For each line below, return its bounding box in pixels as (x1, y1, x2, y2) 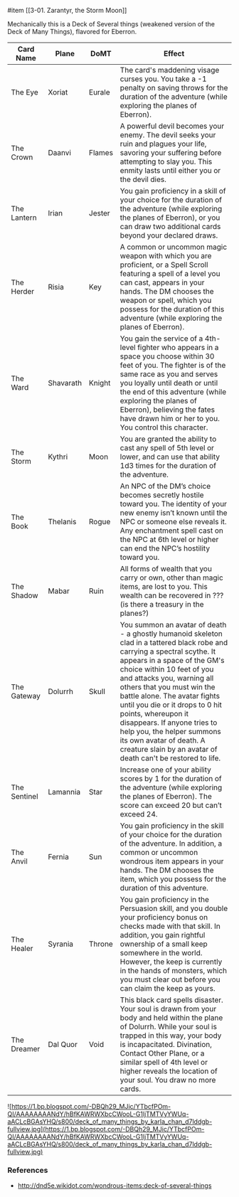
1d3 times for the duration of (119, 461, 217, 470)
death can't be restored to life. (119, 753, 221, 763)
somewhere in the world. (119, 948, 203, 957)
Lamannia (48, 787, 80, 797)
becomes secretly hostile (119, 490, 204, 500)
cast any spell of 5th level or (119, 443, 215, 452)
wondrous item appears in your (119, 856, 224, 866)
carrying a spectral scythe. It (119, 647, 216, 656)
